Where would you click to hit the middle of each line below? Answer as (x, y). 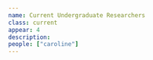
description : (29, 37)
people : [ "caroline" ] (44, 44)
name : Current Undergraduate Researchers (77, 15)
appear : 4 (24, 30)
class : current (33, 23)
